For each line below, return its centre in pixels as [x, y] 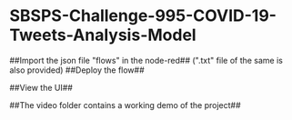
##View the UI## [41, 87]
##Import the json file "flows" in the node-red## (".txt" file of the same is [146, 60]
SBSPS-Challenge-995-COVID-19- [143, 16]
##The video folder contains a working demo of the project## [125, 105]
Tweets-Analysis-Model [103, 35]
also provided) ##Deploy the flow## [77, 70]
